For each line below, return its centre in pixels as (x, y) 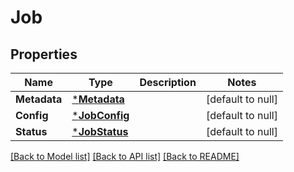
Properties (44, 54)
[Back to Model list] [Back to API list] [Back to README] (125, 156)
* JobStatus (100, 131)
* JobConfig (100, 115)
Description (168, 82)
